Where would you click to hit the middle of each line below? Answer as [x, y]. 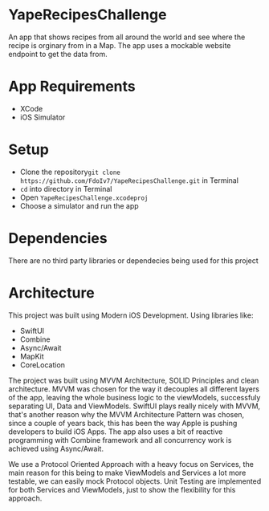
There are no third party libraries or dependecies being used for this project [133, 260]
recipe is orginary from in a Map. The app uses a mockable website [120, 45]
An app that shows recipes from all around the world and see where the [127, 37]
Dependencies [58, 238]
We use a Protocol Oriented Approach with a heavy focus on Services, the [131, 464]
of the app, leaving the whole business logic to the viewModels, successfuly [134, 397]
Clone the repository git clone [70, 172]
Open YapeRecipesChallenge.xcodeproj [84, 197]
